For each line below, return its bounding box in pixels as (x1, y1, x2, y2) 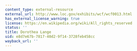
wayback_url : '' (5, 39, 38, 44)
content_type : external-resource (5, 7, 73, 12)
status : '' (5, 25, 27, 30)
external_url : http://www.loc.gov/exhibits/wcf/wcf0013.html (5, 12, 133, 17)
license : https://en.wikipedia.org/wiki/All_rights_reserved (5, 20, 133, 26)
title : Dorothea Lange (5, 30, 51, 34)
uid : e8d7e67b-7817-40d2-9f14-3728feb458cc (5, 34, 95, 39)
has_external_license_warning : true (5, 16, 80, 21)
